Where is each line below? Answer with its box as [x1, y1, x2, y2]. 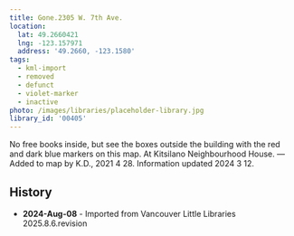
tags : [9, 55, 30, 64]
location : [9, 22, 47, 31]
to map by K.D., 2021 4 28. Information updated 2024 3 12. [35, 158, 255, 169]
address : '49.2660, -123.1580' [17, 47, 136, 56]
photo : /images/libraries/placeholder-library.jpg [9, 106, 204, 115]
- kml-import [17, 64, 67, 73]
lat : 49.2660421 [17, 30, 79, 39]
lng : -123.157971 [17, 38, 83, 48]
